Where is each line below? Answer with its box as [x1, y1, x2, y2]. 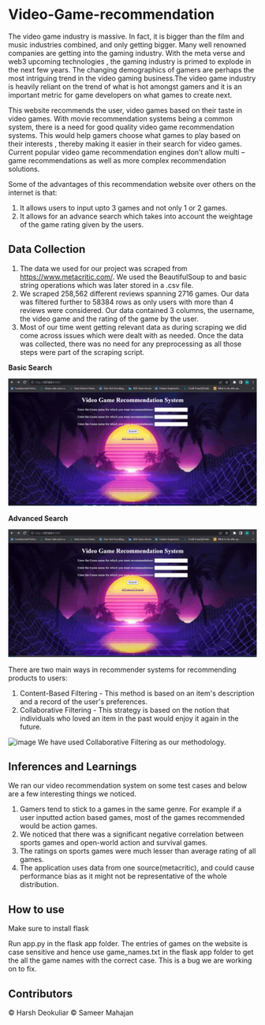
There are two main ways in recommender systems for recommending [8, 665, 237, 674]
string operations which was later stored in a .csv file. [19, 280, 194, 289]
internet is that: [8, 188, 58, 197]
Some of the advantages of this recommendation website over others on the [8, 179, 256, 188]
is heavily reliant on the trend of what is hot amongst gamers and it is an [8, 81, 242, 91]
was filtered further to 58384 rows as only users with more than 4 [19, 297, 234, 307]
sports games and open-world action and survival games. [19, 838, 207, 848]
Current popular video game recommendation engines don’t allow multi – [8, 147, 245, 157]
